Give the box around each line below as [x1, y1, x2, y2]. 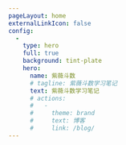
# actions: [29, 94, 67, 102]
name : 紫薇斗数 [29, 72, 76, 80]
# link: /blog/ [29, 124, 95, 132]
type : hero [22, 42, 59, 50]
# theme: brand [29, 110, 95, 118]
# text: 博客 [29, 117, 86, 125]
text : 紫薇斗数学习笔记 [29, 86, 100, 95]
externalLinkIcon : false [8, 19, 91, 27]
